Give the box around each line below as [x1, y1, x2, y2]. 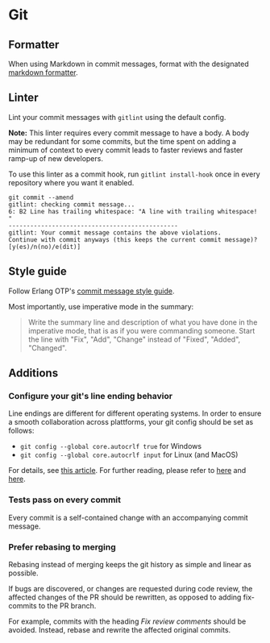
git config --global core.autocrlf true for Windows [19, 442, 202, 451]
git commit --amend [8, 193, 74, 201]
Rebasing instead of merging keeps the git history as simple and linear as [8, 559, 251, 569]
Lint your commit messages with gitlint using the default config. [8, 112, 226, 122]
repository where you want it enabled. [8, 177, 135, 187]
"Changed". [27, 342, 67, 352]
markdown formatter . [8, 68, 78, 77]
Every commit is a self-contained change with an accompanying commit [8, 512, 248, 522]
